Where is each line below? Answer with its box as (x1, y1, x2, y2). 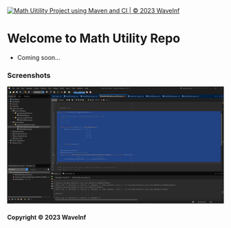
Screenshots (7, 70, 51, 80)
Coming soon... (16, 53, 60, 61)
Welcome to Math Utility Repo (7, 31, 181, 46)
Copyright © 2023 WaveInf (7, 213, 87, 221)
